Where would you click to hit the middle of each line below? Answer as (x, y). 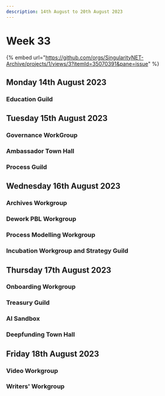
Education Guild (30, 99)
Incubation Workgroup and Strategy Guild (67, 251)
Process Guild (27, 167)
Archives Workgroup (37, 203)
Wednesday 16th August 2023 (63, 186)
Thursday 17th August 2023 (59, 270)
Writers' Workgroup (35, 387)
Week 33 (29, 41)
